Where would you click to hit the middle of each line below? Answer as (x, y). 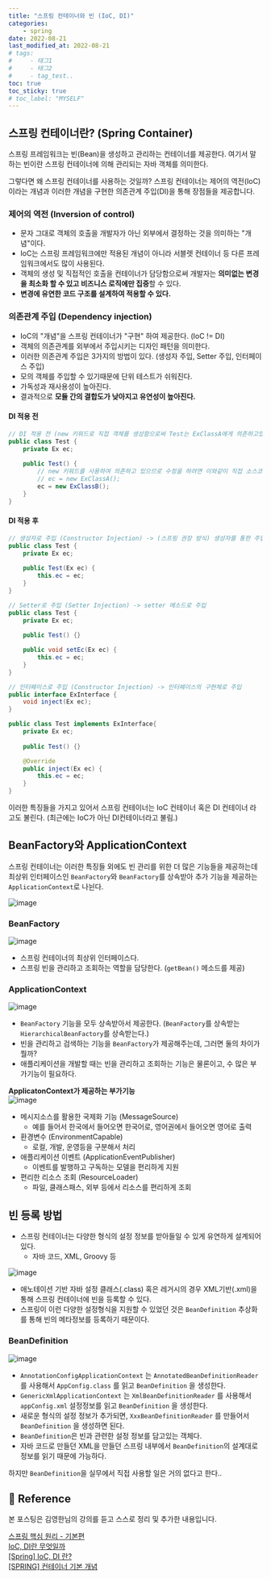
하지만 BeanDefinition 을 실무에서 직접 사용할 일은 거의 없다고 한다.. (115, 1472)
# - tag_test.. (41, 76)
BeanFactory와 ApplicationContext (98, 845)
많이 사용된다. (83, 264)
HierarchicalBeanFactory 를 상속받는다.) (84, 1034)
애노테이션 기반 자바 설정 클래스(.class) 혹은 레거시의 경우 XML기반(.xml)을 (139, 1289)
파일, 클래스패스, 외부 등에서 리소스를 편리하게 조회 (112, 1188)
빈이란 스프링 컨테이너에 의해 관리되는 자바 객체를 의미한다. (116, 164)
